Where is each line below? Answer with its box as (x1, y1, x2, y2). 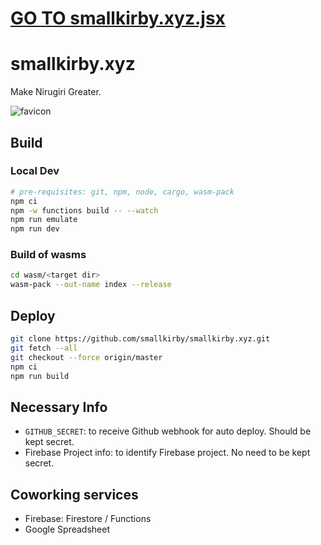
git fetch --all (10, 343, 78, 353)
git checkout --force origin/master (10, 352, 163, 362)
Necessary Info (10, 398, 108, 416)
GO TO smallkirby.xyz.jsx (10, 7, 226, 30)
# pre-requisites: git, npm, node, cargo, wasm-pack (10, 187, 235, 197)
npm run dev (10, 224, 60, 234)
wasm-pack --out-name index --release (10, 280, 172, 290)
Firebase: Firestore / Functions (24, 513, 152, 525)
